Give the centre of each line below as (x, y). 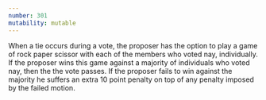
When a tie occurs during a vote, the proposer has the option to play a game (133, 45)
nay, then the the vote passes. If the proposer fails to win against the (120, 71)
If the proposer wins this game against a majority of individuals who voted (129, 62)
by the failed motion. (42, 87)
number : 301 (28, 15)
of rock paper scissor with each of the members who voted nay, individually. (133, 54)
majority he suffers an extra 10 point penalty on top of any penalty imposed (131, 79)
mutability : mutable (42, 23)
